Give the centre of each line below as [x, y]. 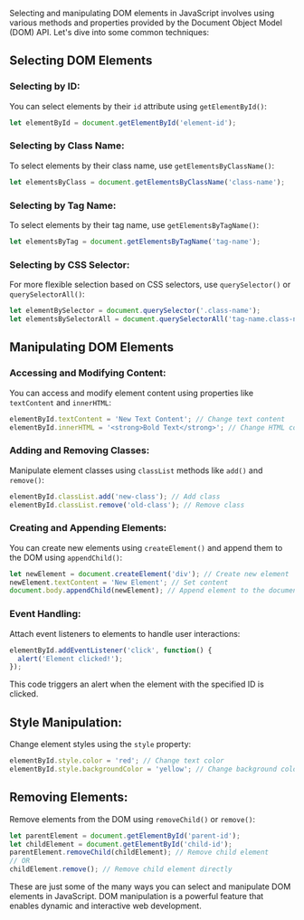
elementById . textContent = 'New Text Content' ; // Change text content [147, 419]
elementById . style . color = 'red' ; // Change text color [117, 761]
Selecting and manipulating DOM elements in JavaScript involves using [142, 13]
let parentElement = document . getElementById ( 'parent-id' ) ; [125, 836]
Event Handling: [45, 614]
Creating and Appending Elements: [88, 528]
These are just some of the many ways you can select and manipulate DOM [150, 887]
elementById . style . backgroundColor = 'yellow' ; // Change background [143, 769]
